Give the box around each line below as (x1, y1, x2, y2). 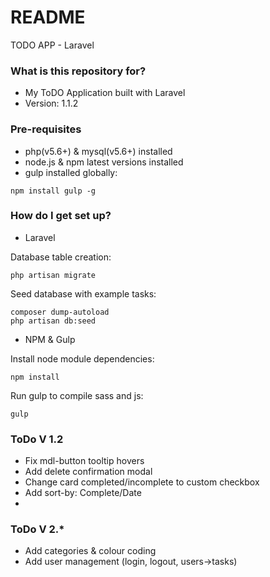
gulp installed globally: (24, 166, 118, 178)
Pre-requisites (10, 122, 82, 136)
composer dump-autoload (10, 307, 110, 317)
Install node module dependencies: (10, 352, 155, 365)
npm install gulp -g (10, 186, 97, 196)
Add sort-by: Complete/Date (24, 487, 142, 499)
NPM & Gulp (24, 333, 76, 345)
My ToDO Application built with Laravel (24, 87, 186, 99)
